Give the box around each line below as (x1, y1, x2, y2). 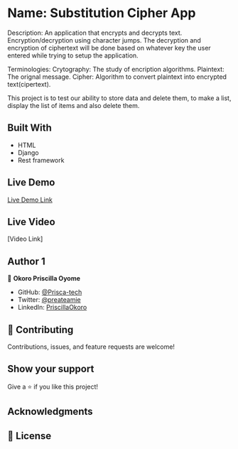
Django (17, 148, 39, 157)
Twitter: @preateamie (17, 296, 81, 304)
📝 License (7, 430, 52, 442)
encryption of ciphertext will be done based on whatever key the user (7, 43, 211, 52)
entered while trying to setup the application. (7, 51, 139, 60)
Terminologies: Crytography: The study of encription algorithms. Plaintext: (7, 65, 225, 73)
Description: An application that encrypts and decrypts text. (7, 28, 183, 37)
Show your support (7, 363, 94, 375)
